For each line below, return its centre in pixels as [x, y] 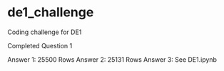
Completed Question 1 [40, 45]
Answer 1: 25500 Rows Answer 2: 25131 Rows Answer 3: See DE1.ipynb [112, 59]
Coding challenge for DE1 [45, 32]
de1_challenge [51, 12]
